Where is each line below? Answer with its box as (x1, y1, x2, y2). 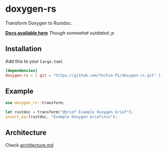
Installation (5, 44, 42, 54)
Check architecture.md (5, 142, 54, 148)
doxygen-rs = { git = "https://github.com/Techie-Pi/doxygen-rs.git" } (5, 72, 161, 78)
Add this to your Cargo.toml (5, 58, 63, 64)
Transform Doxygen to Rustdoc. (5, 20, 73, 26)
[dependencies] (5, 68, 38, 73)
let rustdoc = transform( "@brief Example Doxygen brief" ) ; (5, 110, 134, 115)
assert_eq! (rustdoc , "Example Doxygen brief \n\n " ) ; (5, 114, 117, 120)
